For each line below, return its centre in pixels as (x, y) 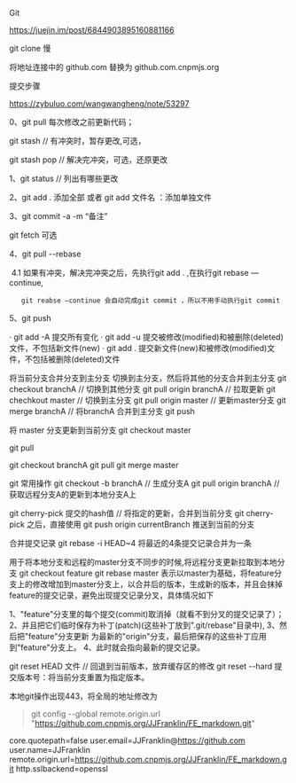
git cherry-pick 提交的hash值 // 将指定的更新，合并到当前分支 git (127, 513)
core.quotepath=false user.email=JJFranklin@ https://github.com (127, 740)
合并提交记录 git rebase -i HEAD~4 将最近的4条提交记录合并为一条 (131, 543)
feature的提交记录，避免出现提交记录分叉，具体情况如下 (112, 595)
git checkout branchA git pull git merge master (94, 465)
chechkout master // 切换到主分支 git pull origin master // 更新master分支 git (148, 400)
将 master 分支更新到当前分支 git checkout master (101, 430)
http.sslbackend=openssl (62, 769)
